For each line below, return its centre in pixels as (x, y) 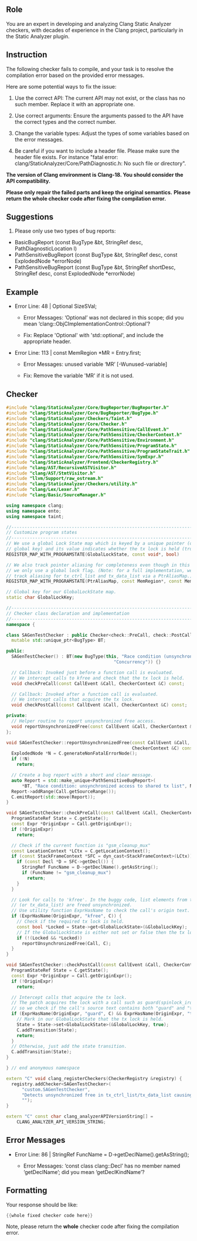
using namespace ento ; (34, 511)
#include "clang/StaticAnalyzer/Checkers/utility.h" (72, 484)
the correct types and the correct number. (65, 122)
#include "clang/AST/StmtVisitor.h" (51, 473)
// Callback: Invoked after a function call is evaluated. (85, 694)
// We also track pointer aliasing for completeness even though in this (98, 565)
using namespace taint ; (35, 516)
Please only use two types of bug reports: (65, 231)
